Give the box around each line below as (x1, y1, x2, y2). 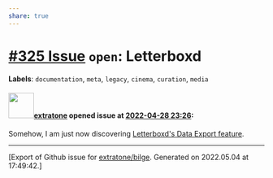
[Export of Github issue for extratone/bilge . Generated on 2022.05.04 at (8, 152, 249, 162)
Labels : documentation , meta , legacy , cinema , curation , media (8, 74, 209, 84)
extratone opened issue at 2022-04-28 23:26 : (33, 111, 194, 120)
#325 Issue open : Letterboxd (8, 46, 201, 65)
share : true (8, 11, 49, 20)
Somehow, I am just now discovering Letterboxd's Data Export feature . (8, 128, 245, 138)
